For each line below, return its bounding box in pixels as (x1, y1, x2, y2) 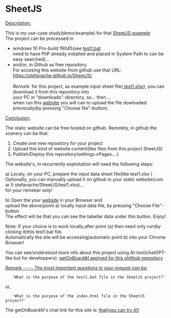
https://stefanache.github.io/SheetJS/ (12, 72, 92, 78)
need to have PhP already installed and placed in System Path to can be (12, 51, 164, 57)
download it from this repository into (12, 88, 89, 95)
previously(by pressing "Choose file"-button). (12, 105, 109, 111)
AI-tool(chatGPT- (130, 249, 166, 256)
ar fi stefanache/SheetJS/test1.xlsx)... (5, 181, 84, 188)
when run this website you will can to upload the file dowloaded (12, 99, 147, 105)
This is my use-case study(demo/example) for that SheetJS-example (5, 30, 151, 36)
